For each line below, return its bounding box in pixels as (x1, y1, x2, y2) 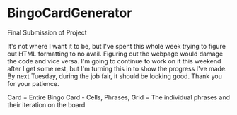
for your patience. (7, 79, 60, 87)
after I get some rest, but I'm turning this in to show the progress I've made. (7, 64, 228, 73)
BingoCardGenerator (7, 5, 132, 21)
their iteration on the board (7, 100, 86, 109)
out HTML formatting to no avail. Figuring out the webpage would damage (7, 49, 224, 58)
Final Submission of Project (7, 28, 87, 37)
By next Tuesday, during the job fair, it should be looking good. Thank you (7, 72, 223, 80)
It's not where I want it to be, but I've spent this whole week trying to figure (7, 42, 226, 50)
